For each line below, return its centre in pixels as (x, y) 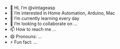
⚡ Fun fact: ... (23, 42)
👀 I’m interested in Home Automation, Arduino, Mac (62, 13)
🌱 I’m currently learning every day (45, 18)
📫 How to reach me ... (33, 29)
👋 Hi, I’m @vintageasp (33, 8)
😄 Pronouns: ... (26, 36)
